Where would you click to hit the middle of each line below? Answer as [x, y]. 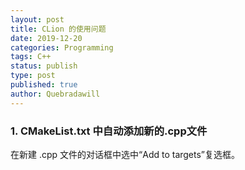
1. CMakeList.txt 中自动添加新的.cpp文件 [109, 131]
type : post [33, 76]
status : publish [44, 66]
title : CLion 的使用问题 [58, 29]
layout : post [37, 19]
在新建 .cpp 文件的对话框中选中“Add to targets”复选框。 [125, 154]
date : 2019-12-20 [46, 38]
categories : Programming [62, 47]
